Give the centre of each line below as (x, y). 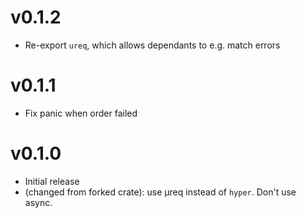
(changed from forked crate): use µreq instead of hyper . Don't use (160, 192)
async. (38, 202)
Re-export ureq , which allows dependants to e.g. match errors (152, 45)
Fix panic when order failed (81, 113)
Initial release (52, 181)
